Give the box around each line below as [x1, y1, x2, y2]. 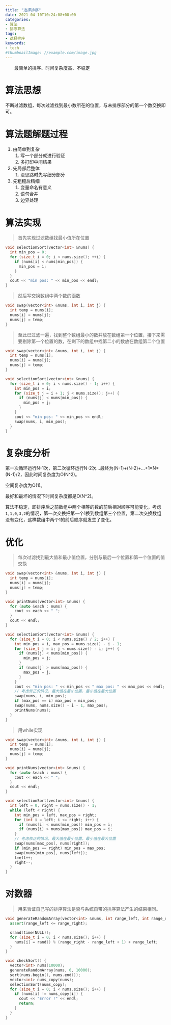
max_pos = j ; [23, 670, 51, 675]
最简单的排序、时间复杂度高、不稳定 [14, 65, 90, 71]
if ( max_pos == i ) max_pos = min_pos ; [14, 698, 97, 703]
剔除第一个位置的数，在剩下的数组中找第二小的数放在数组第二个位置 [22, 338, 165, 344]
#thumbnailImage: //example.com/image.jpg [5, 50, 97, 55]
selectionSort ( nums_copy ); [10, 982, 67, 987]
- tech [5, 45, 19, 50]
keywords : [5, 41, 26, 46]
